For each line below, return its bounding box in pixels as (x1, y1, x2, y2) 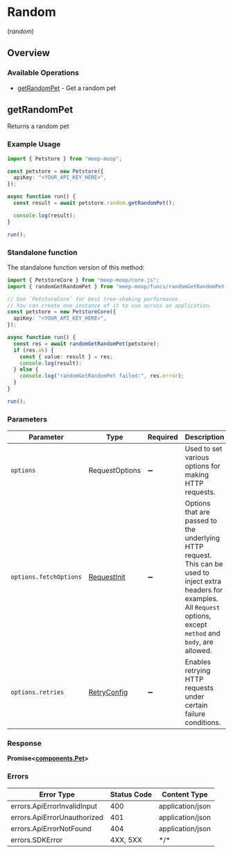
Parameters (7, 414, 47, 424)
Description (184, 433, 225, 442)
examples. (184, 594, 218, 604)
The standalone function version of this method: (7, 263, 145, 271)
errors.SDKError (10, 835, 63, 844)
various (184, 453, 209, 462)
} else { (13, 366, 39, 373)
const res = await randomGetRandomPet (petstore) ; (13, 340, 159, 347)
